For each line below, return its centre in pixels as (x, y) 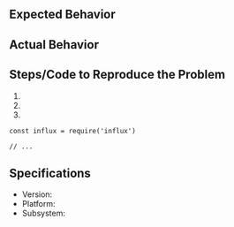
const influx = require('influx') (73, 131)
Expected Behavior (63, 15)
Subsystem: (44, 213)
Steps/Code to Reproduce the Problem (117, 75)
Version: (37, 194)
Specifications (50, 173)
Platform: (38, 204)
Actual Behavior (54, 45)
